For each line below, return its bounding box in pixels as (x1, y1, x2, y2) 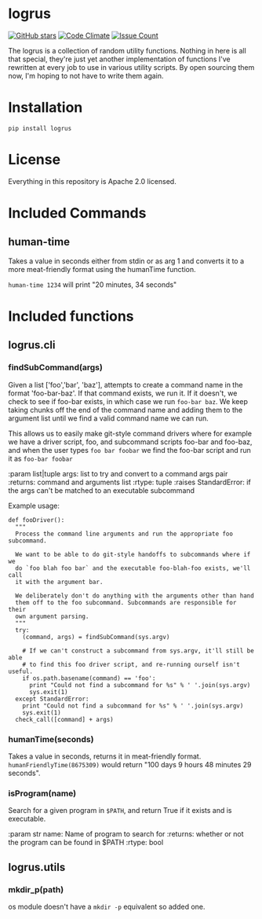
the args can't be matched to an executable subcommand (8, 485, 195, 495)
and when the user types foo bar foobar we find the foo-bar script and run (8, 445, 251, 454)
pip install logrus (8, 124, 72, 132)
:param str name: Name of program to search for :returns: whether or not (8, 829, 244, 839)
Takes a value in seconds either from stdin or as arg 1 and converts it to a (8, 256, 245, 266)
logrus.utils (8, 860, 66, 873)
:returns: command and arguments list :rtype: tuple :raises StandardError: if (8, 477, 251, 487)
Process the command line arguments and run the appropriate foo (15, 530, 234, 538)
